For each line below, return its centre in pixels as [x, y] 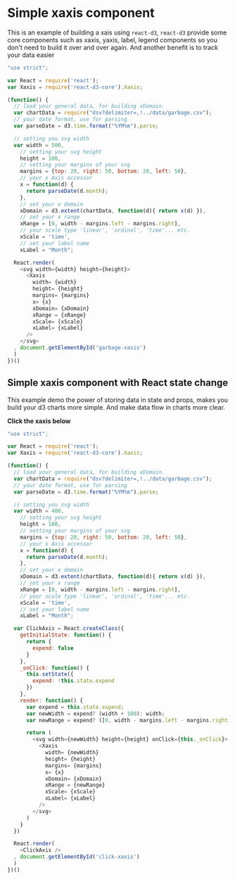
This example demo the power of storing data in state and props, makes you [118, 400]
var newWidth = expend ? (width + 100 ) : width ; [95, 714]
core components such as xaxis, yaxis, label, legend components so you [113, 39]
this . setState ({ [50, 674]
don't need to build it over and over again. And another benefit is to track [113, 47]
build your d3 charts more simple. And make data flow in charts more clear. [116, 407]
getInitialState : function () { [66, 635]
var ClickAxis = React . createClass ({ [69, 629]
